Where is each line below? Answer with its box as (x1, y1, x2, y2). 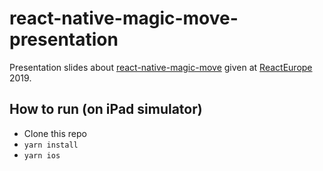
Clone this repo (23, 127, 87, 139)
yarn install (23, 140, 79, 150)
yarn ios (23, 150, 61, 161)
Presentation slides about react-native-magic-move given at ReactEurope (9, 61, 313, 73)
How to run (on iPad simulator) (9, 101, 203, 118)
